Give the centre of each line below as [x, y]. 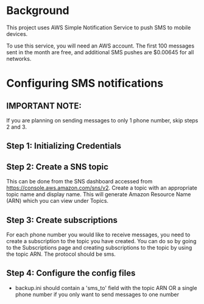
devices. [17, 34]
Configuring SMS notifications [85, 83]
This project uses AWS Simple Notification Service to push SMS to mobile [99, 27]
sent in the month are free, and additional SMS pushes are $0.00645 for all [100, 52]
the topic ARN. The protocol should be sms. [61, 254]
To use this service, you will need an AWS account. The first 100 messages [100, 46]
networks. [19, 58]
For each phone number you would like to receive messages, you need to [98, 235]
